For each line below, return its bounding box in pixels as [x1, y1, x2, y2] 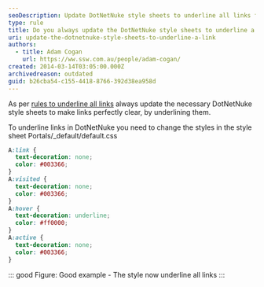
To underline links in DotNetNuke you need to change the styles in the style [8, 123, 253, 132]
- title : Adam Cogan [15, 48, 82, 56]
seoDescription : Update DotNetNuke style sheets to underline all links [8, 11, 251, 20]
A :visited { [8, 175, 47, 183]
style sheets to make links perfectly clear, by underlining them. [8, 107, 211, 116]
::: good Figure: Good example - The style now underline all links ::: [8, 270, 225, 279]
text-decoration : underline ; [15, 212, 111, 220]
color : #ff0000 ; [15, 219, 68, 227]
